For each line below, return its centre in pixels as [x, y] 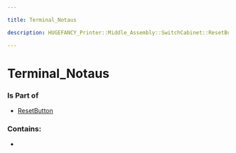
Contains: [25, 128]
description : [26, 32]
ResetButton [35, 110]
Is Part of [23, 95]
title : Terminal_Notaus [42, 20]
